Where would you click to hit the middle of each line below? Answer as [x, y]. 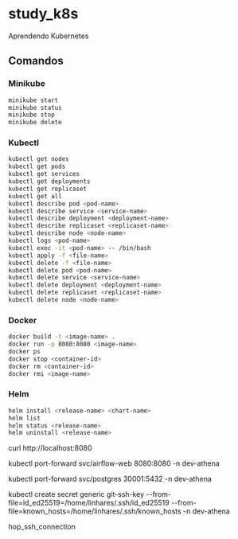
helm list [25, 418]
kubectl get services [44, 174]
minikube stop [32, 115]
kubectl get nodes [39, 159]
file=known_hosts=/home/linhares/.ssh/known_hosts [95, 511]
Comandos [36, 61]
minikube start [33, 100]
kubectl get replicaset [48, 189]
